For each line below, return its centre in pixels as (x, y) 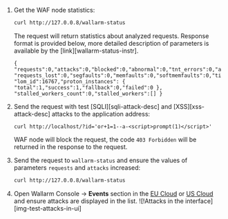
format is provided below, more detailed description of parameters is (111, 43)
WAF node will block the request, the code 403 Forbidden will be (105, 139)
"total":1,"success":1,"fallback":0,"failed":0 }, (88, 87)
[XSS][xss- (189, 106)
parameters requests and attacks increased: (77, 167)
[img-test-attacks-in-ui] (47, 208)
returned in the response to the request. (70, 147)
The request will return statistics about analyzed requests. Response (111, 36)
